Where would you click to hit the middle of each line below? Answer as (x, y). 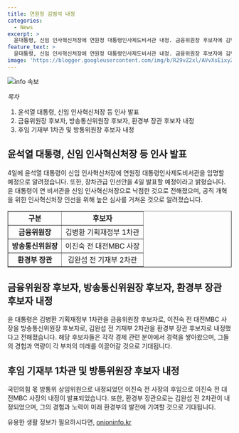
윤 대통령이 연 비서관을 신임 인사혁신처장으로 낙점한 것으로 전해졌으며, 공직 (111, 190)
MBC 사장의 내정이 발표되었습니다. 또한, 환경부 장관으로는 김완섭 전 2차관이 (118, 398)
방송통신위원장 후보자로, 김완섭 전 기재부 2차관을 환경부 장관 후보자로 (116, 328)
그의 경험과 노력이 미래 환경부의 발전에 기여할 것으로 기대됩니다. (128, 407)
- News (23, 27)
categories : (25, 21)
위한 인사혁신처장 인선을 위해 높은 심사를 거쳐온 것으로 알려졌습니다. (108, 199)
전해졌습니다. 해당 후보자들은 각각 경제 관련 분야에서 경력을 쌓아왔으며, (118, 337)
